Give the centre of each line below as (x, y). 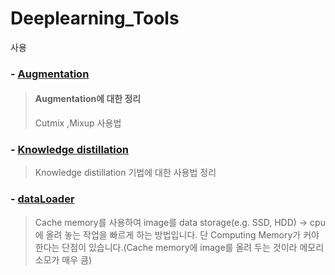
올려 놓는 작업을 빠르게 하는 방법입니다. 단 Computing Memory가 (173, 234)
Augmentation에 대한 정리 (88, 99)
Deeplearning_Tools (95, 18)
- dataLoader (42, 199)
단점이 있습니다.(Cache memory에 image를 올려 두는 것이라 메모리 (193, 247)
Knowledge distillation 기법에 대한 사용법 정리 (125, 173)
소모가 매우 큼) (63, 259)
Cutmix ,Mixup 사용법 (78, 123)
